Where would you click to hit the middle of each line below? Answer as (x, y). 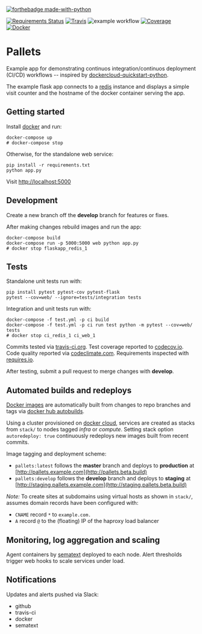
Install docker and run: (34, 126)
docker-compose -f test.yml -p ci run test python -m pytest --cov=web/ (99, 325)
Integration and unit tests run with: (49, 309)
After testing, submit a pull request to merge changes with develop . (90, 372)
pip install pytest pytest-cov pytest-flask (63, 293)
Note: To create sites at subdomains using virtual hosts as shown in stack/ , (99, 496)
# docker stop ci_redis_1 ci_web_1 (51, 336)
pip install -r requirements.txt (48, 165)
